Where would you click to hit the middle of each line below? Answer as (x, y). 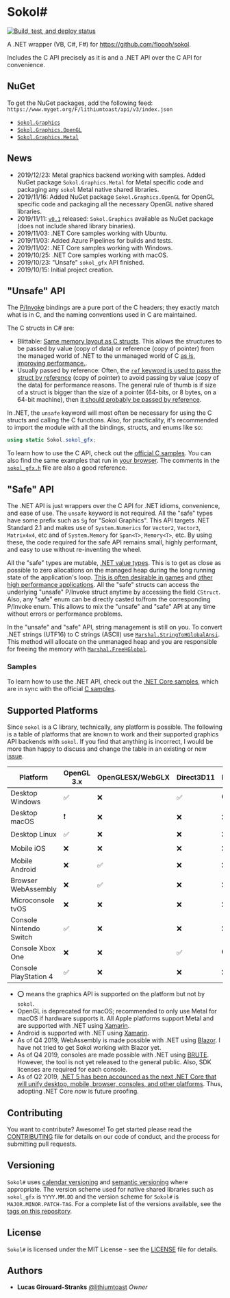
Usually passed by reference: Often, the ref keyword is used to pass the (119, 370)
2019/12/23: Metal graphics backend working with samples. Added (111, 175)
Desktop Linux (34, 834)
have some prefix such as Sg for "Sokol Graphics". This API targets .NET (108, 520)
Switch (22, 937)
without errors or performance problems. (65, 614)
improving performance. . (52, 363)
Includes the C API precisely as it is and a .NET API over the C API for (104, 57)
